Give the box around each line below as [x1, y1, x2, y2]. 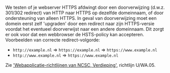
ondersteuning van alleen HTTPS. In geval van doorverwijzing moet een [5, 15, 157, 21]
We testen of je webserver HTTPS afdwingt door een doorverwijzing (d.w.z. [5, 5, 165, 10]
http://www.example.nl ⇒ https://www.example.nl [12, 52, 119, 58]
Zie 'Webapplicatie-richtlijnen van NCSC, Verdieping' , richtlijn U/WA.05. [5, 62, 156, 68]
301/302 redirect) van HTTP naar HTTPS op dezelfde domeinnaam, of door [5, 10, 164, 16]
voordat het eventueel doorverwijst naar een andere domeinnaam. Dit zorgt [5, 26, 164, 32]
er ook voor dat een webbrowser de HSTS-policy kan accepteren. [5, 32, 144, 37]
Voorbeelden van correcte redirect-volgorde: [5, 37, 100, 43]
